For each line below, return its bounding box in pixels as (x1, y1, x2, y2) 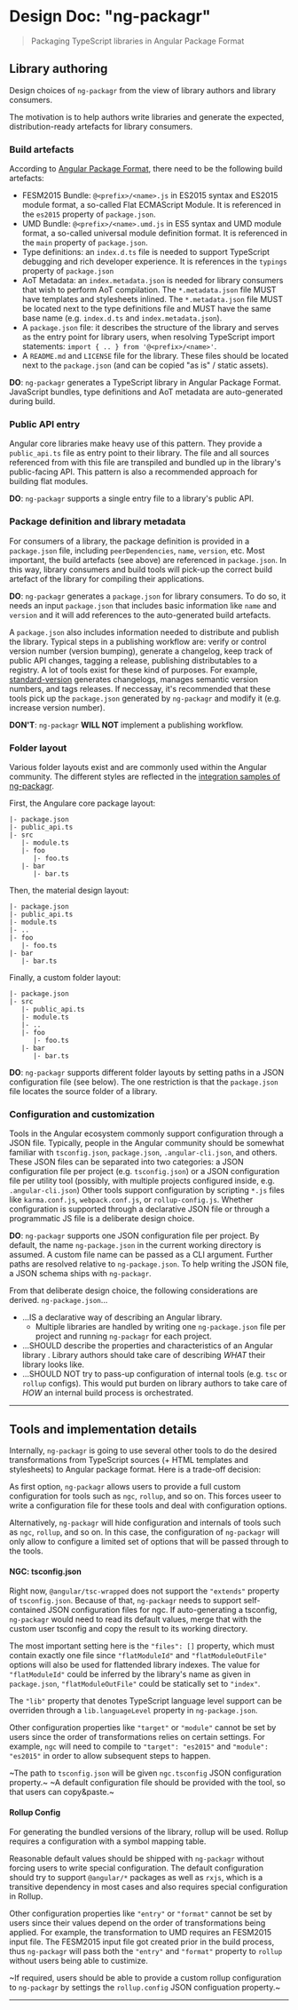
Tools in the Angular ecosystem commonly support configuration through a (9, 1128, 284, 1139)
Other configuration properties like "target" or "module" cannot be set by (9, 1722, 277, 1733)
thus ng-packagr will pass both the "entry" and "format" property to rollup (9, 1946, 283, 1957)
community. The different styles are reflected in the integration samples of (9, 771, 281, 782)
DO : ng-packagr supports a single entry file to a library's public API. (9, 493, 255, 504)
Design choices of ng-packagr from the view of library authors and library (9, 84, 277, 95)
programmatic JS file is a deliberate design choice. (9, 1213, 195, 1224)
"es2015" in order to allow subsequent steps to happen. (9, 1751, 211, 1761)
